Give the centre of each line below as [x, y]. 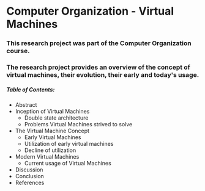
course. [18, 51]
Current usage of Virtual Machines [68, 163]
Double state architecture [56, 118]
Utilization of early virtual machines [69, 144]
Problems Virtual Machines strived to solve [78, 124]
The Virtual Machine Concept [52, 131]
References [30, 182]
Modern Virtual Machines [47, 157]
